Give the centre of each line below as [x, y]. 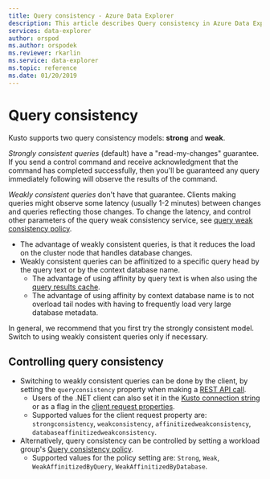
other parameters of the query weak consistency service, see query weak [131, 220]
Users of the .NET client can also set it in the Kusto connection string [146, 398]
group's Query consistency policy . [77, 449]
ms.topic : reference [43, 68]
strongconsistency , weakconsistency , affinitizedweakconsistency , [141, 424]
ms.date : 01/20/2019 [43, 76]
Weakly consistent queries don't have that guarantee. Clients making [122, 194]
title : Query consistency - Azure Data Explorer [91, 16]
